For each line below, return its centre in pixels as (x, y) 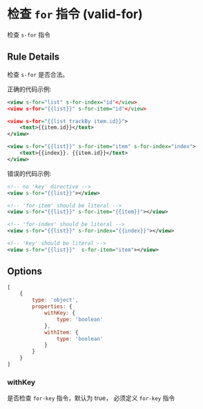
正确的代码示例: (29, 89)
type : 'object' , (55, 300)
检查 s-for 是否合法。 (38, 74)
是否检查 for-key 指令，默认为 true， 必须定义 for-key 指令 (91, 398)
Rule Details (33, 57)
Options (25, 272)
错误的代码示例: (29, 173)
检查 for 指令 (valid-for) (75, 14)
